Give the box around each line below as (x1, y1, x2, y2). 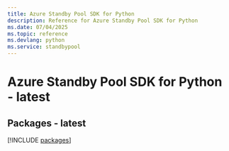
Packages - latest (7, 117, 86, 129)
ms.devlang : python (7, 37, 65, 44)
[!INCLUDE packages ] (7, 136, 72, 144)
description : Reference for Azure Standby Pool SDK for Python (7, 17, 199, 24)
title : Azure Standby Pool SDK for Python (7, 10, 135, 18)
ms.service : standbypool (7, 43, 81, 50)
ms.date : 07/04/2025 (7, 23, 69, 30)
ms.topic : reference (7, 30, 69, 38)
